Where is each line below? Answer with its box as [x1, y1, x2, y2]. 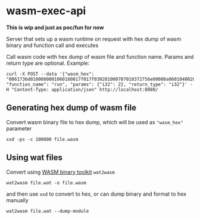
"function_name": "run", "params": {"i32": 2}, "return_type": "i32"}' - [6, 81, 193, 87]
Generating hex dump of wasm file [6, 103, 137, 113]
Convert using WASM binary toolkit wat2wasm [6, 168, 115, 175]
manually [6, 196, 29, 203]
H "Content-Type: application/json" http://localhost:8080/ [6, 86, 159, 93]
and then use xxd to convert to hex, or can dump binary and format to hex [6, 190, 186, 197]
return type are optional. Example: [6, 59, 90, 67]
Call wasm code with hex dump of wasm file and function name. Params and [6, 53, 194, 60]
